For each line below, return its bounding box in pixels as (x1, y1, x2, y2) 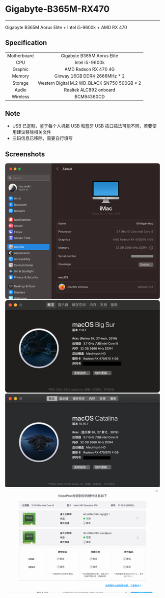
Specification (5, 38, 47, 47)
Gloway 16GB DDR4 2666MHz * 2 (54, 73, 125, 79)
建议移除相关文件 (16, 129, 52, 135)
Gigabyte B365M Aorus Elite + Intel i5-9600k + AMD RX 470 (5, 24, 127, 30)
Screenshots (5, 150, 45, 158)
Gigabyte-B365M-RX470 (5, 3, 110, 15)
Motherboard (7, 53, 34, 59)
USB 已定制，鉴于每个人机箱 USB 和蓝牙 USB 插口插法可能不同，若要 (12, 123, 153, 129)
